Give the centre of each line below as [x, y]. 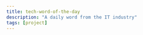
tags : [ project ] [27, 23]
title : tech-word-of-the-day [43, 12]
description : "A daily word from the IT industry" [72, 17]
